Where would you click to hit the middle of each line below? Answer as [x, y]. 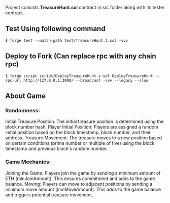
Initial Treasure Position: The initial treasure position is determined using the [84, 121]
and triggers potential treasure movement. [49, 195]
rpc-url [13, 80]
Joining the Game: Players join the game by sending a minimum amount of [83, 173]
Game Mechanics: [28, 162]
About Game [26, 96]
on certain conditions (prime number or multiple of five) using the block [80, 143]
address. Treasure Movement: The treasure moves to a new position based [84, 138]
